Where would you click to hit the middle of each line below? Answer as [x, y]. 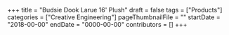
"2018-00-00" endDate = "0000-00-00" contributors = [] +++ [97, 24]
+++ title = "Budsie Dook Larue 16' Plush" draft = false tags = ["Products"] [115, 10]
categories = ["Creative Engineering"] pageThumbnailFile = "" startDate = [114, 17]
